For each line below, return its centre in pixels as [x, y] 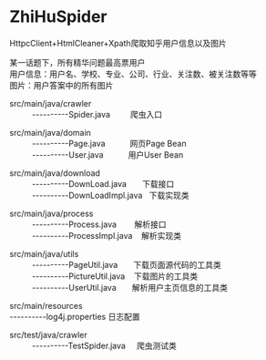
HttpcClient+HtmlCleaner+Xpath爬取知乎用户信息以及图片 [118, 43]
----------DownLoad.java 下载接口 [103, 183]
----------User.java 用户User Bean [107, 154]
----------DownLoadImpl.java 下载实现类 [110, 195]
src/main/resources [46, 305]
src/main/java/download [55, 173]
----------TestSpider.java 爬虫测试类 [104, 345]
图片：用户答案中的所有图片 [61, 85]
